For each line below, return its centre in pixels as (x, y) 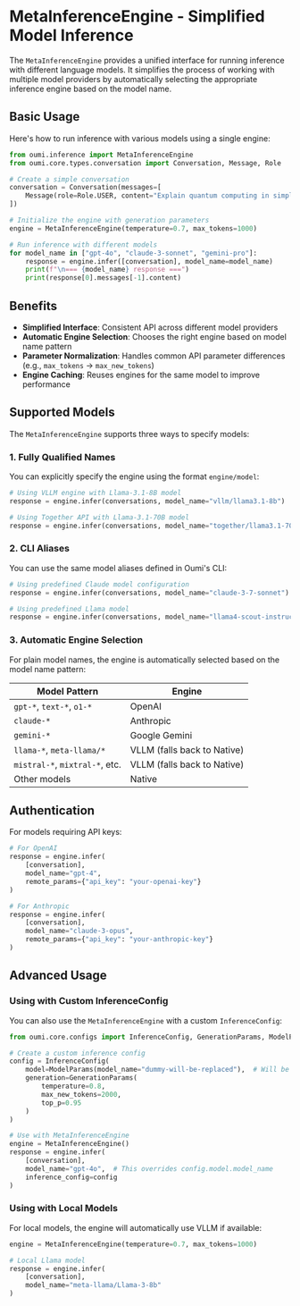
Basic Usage (45, 117)
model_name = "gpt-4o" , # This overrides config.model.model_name (150, 1168)
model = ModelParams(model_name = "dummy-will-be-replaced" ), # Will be (158, 1070)
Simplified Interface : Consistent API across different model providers (150, 327)
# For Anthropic (39, 906)
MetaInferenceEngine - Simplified (137, 17)
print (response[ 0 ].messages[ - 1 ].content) (103, 278)
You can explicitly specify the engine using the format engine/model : (134, 476)
